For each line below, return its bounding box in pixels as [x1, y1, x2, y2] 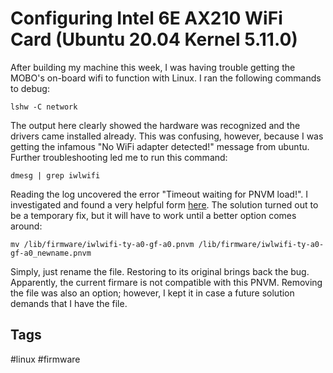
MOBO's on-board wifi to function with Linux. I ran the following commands [10, 72, 322, 84]
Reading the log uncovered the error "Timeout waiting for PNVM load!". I [10, 188, 309, 200]
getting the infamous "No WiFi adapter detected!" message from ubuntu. [10, 140, 310, 152]
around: [10, 220, 43, 232]
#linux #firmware [10, 353, 81, 365]
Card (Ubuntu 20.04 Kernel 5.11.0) [10, 28, 298, 51]
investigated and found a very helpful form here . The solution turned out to [10, 198, 319, 211]
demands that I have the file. [10, 297, 128, 309]
